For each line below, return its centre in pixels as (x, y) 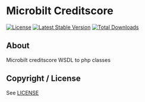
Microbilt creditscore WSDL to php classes (59, 60)
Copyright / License (44, 79)
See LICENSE (23, 93)
